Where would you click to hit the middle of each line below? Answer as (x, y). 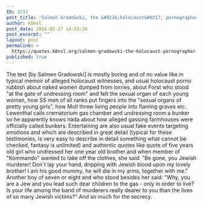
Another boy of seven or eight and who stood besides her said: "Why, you (98, 177)
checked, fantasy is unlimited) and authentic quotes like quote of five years (100, 145)
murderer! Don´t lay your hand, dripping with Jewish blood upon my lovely (98, 164)
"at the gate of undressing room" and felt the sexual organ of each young (98, 93)
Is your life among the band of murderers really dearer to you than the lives (100, 190)
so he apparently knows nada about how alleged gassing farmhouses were (100, 119)
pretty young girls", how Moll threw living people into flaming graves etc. (97, 106)
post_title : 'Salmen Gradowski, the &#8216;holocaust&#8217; (85, 18)
